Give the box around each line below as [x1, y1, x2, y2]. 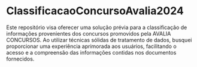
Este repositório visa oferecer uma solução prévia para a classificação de [6, 24, 187, 31]
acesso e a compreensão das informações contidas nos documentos [6, 49, 177, 56]
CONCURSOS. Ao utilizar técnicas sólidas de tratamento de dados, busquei [6, 36, 192, 43]
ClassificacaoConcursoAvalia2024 [6, 4, 184, 18]
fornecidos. [6, 55, 35, 62]
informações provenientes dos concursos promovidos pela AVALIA [6, 30, 171, 37]
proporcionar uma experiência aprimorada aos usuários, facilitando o [6, 43, 177, 50]
